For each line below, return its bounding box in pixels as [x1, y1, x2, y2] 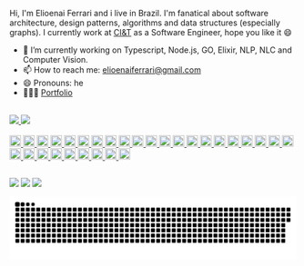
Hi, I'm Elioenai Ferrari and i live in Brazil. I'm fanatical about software [9, 8, 269, 18]
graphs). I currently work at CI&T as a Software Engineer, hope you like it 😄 [9, 27, 293, 37]
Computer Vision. [22, 54, 88, 64]
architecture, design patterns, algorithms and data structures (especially [9, 17, 280, 28]
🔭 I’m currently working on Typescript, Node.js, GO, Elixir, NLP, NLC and [22, 44, 293, 55]
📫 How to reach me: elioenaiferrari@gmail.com [22, 64, 202, 75]
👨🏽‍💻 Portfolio [22, 87, 73, 98]
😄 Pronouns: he [22, 77, 84, 88]
